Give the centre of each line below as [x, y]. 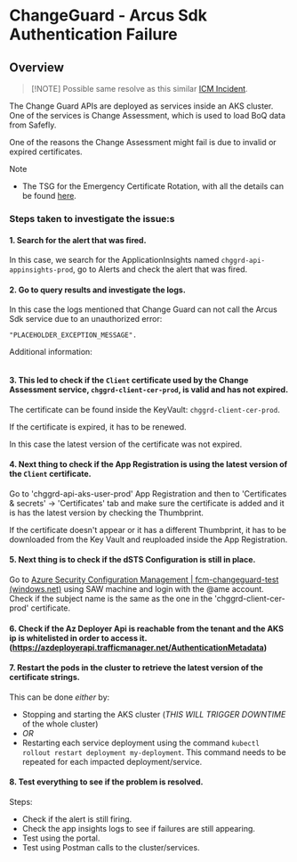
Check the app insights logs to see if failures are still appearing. [139, 828]
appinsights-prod [41, 270]
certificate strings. [44, 677]
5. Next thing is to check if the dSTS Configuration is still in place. [132, 560]
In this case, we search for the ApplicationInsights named [114, 260]
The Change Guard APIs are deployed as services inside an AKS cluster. [141, 106]
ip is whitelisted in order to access [73, 637]
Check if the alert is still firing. [77, 819]
